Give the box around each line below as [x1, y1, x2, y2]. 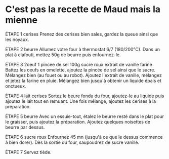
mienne [5, 14, 38, 26]
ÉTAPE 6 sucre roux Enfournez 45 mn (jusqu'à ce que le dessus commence [5, 134, 163, 140]
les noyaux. [5, 36, 29, 43]
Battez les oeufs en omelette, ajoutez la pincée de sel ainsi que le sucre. [5, 67, 156, 73]
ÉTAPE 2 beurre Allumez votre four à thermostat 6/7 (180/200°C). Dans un [5, 46, 160, 52]
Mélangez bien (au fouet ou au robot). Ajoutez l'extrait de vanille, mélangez [5, 72, 162, 78]
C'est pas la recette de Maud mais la [5, 4, 161, 15]
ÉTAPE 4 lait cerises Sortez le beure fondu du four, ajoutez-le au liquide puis [5, 93, 164, 99]
